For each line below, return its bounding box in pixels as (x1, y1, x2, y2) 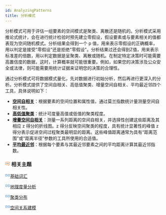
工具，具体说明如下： (5, 88, 48, 94)
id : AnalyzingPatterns (5, 8, 52, 13)
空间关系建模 (10, 205, 36, 211)
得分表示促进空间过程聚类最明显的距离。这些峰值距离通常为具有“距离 (12, 129, 153, 135)
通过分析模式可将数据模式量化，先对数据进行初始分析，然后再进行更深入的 (5, 75, 157, 81)
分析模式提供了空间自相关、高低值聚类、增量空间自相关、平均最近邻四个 (13, 81, 161, 87)
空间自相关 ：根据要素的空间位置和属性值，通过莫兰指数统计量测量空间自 (12, 98, 160, 104)
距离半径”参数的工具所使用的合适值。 (25, 135, 101, 141)
